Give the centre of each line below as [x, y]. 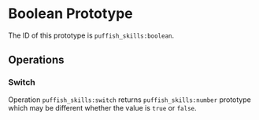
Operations [36, 60]
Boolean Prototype [70, 14]
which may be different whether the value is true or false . [102, 107]
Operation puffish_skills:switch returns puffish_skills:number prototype [130, 100]
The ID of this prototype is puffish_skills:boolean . [91, 35]
